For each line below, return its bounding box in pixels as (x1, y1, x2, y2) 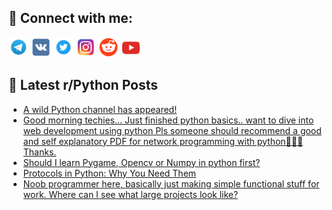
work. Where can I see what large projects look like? (22, 188, 239, 200)
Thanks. (22, 146, 57, 158)
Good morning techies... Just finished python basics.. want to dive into (22, 114, 315, 126)
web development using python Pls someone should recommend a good (22, 124, 322, 136)
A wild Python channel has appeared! (22, 103, 178, 115)
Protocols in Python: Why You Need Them (22, 167, 197, 179)
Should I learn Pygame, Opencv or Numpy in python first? (22, 156, 261, 168)
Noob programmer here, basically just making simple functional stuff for (22, 177, 320, 190)
